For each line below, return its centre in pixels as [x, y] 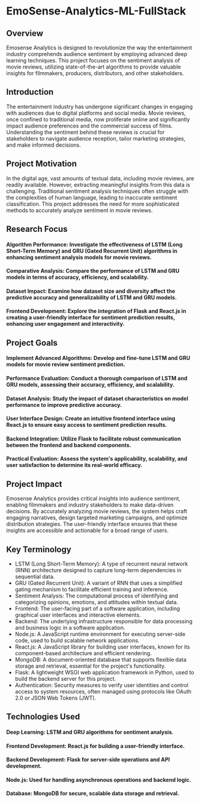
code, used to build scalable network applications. [77, 640]
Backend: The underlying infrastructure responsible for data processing [104, 621]
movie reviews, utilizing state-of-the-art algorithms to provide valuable [94, 67]
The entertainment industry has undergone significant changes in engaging [100, 106]
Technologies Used [43, 717]
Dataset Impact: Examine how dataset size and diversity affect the [91, 291]
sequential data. [35, 576]
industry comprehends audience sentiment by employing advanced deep [97, 54]
